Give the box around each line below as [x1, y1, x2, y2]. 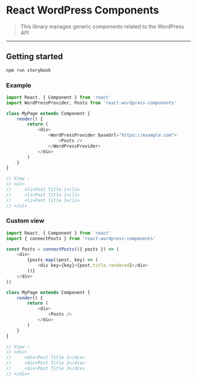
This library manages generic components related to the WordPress [20, 23, 185, 30]
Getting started [6, 52, 63, 62]
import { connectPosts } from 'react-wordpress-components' [6, 235, 157, 241]
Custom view [6, 217, 45, 225]
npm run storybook [6, 67, 51, 73]
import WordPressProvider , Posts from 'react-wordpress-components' [6, 100, 177, 106]
